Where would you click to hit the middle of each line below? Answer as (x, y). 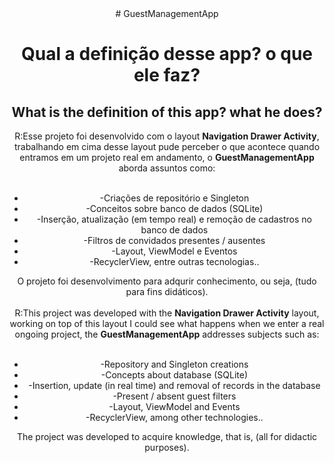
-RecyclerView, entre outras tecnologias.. (174, 261)
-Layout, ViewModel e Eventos (174, 251)
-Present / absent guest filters (174, 396)
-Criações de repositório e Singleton (174, 198)
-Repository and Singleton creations (174, 364)
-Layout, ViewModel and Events (174, 406)
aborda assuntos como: (167, 168)
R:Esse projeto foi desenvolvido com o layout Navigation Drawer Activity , (167, 136)
